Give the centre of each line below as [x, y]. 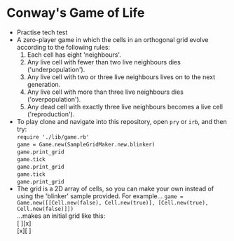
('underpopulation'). [56, 69]
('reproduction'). [51, 114]
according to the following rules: [63, 47]
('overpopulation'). [54, 99]
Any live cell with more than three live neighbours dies [105, 92]
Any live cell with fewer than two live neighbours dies [104, 62]
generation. [44, 84]
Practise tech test [42, 32]
